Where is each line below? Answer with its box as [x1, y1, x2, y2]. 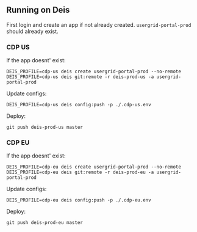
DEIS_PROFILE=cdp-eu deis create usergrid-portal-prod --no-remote [6, 164, 182, 170]
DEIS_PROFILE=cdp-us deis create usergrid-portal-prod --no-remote [6, 68, 182, 75]
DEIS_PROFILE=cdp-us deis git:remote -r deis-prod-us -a [6, 74, 154, 80]
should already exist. [6, 27, 59, 35]
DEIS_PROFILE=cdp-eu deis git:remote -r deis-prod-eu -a [6, 169, 154, 176]
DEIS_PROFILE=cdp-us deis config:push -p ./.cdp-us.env [6, 102, 151, 108]
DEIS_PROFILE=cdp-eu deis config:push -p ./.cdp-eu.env [6, 197, 151, 203]
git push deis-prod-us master [6, 125, 84, 131]
